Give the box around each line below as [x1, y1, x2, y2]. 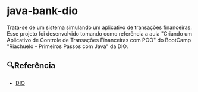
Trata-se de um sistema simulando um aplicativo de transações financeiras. [7, 24, 193, 31]
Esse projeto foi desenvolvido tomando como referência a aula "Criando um [7, 30, 193, 37]
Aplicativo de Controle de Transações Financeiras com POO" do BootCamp [7, 36, 191, 43]
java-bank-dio [7, 4, 78, 18]
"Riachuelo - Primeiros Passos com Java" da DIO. [7, 43, 128, 50]
